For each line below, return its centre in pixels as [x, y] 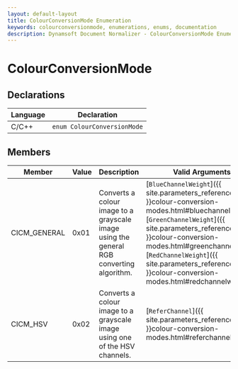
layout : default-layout [42, 14]
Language [28, 115]
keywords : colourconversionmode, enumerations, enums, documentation [112, 27]
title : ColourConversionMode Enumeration [69, 21]
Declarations [36, 95]
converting [117, 264]
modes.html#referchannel [189, 338]
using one [115, 338]
